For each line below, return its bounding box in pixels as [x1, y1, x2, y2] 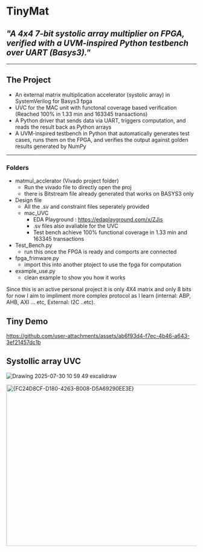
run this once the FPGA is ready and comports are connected [24, 248, 177, 255]
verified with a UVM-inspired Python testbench [6, 38, 189, 48]
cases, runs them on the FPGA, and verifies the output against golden [14, 136, 188, 143]
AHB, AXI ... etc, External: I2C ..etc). [6, 298, 95, 306]
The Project [6, 75, 51, 86]
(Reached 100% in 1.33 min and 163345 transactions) [14, 110, 148, 118]
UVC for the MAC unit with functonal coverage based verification [14, 104, 177, 111]
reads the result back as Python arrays [14, 123, 112, 130]
